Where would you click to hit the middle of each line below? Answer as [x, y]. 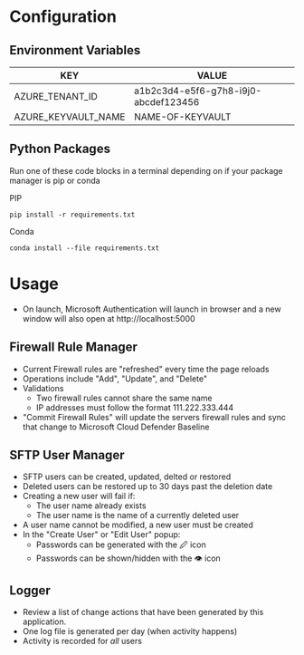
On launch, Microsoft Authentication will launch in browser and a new [152, 309]
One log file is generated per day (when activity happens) [130, 631]
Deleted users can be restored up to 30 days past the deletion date [147, 486]
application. [44, 621]
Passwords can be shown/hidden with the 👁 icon [128, 558]
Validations [43, 388]
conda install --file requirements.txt [85, 248]
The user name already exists [91, 506]
